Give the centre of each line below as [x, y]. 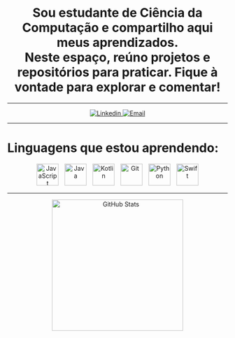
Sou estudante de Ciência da [117, 13]
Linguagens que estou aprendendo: [113, 148]
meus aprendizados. [117, 43]
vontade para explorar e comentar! [117, 87]
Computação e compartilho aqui [117, 28]
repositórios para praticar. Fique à [117, 72]
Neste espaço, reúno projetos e [117, 58]
